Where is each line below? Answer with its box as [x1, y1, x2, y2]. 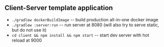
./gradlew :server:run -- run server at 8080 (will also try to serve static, [11, 22, 159, 28]
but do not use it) [11, 27, 47, 33]
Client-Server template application [4, 4, 113, 12]
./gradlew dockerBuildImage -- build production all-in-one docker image [11, 16, 159, 22]
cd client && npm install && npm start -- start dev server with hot [11, 32, 149, 38]
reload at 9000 [11, 37, 42, 43]
